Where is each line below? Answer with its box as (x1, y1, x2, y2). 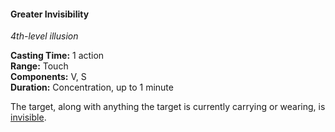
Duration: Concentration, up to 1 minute (10, 81, 174, 94)
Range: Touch (10, 60, 69, 72)
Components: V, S (10, 71, 87, 83)
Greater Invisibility (10, 8, 90, 20)
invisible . (10, 111, 47, 124)
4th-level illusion (10, 30, 79, 42)
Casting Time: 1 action (10, 50, 105, 62)
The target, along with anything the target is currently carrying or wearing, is (10, 101, 326, 113)
